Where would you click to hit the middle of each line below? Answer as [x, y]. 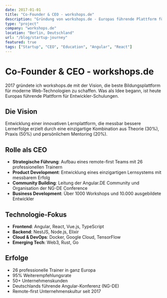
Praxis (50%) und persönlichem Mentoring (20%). [56, 134]
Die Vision [21, 111]
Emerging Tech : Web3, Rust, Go [45, 242]
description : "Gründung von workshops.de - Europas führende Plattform [81, 19]
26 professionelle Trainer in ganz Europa [54, 270]
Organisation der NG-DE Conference [50, 188]
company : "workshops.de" [31, 28]
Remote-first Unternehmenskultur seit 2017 [56, 291]
